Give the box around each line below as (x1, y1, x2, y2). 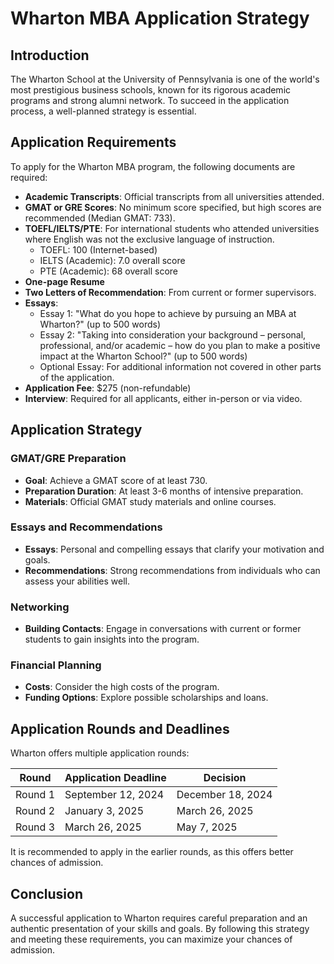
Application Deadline (64, 771, 167, 785)
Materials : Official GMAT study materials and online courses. (24, 495, 277, 507)
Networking (10, 600, 70, 614)
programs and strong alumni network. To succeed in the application (10, 95, 290, 106)
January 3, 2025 (64, 804, 145, 818)
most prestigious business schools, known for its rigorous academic (10, 84, 292, 96)
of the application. (39, 371, 115, 383)
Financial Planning (10, 658, 102, 672)
